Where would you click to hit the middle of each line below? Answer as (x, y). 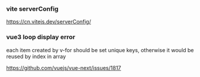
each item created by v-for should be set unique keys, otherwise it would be (100, 50)
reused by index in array (36, 56)
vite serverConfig (32, 9)
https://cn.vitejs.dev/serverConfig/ (49, 22)
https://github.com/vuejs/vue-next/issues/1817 (64, 68)
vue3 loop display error (41, 37)
